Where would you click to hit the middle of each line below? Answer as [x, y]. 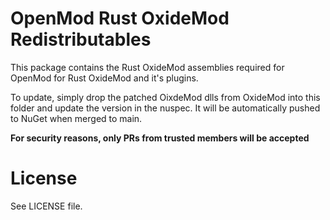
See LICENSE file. [46, 206]
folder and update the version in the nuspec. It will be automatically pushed [165, 108]
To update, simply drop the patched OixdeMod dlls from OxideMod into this [165, 97]
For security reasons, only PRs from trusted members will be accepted [160, 138]
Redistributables [81, 39]
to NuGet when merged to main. [76, 118]
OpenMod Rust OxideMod [120, 18]
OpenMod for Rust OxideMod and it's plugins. [104, 78]
